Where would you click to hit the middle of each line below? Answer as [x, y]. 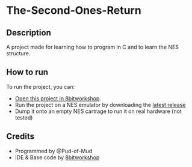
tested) [24, 117]
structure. [18, 53]
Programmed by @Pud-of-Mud [54, 151]
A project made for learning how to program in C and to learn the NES [93, 47]
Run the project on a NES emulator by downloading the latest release [100, 105]
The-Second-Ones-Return [74, 11]
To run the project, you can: [41, 87]
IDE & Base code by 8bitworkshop [57, 157]
